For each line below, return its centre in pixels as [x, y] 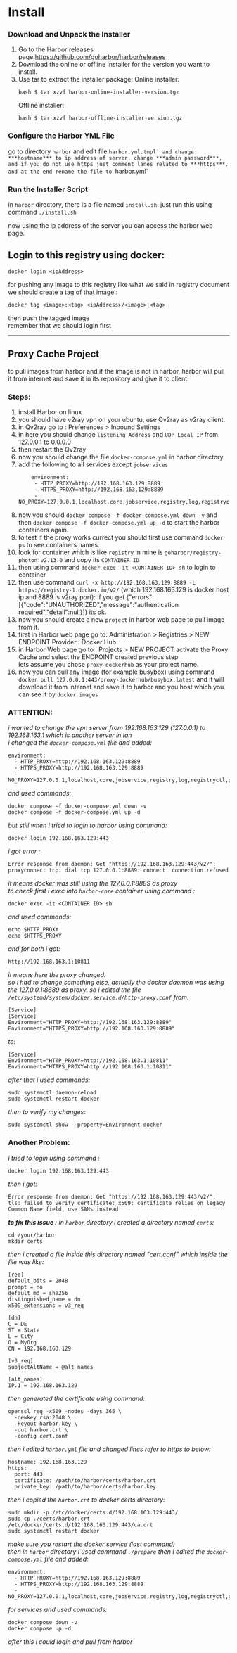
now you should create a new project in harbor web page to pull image [121, 619]
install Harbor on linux [50, 412]
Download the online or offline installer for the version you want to [114, 65]
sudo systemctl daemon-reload [52, 1093]
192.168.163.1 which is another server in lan [70, 735]
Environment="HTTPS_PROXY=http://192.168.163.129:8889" [91, 1029]
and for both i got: [34, 949]
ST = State [24, 1330]
